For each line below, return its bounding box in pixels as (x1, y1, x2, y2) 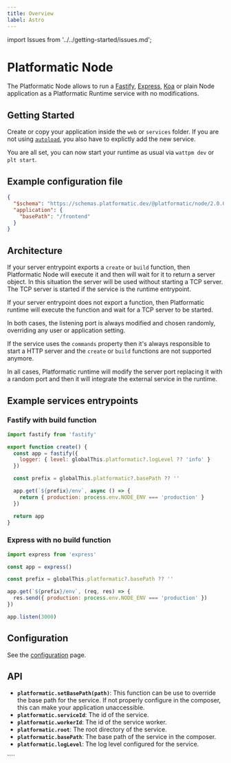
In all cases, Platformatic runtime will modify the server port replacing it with (7, 367, 223, 376)
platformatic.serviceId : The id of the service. (16, 711, 149, 719)
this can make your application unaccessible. (16, 703, 145, 712)
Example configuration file (7, 175, 123, 187)
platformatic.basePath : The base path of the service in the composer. (16, 733, 217, 741)
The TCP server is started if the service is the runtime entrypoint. (7, 285, 191, 293)
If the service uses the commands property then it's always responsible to (7, 340, 211, 348)
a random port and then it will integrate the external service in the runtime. (7, 375, 218, 383)
